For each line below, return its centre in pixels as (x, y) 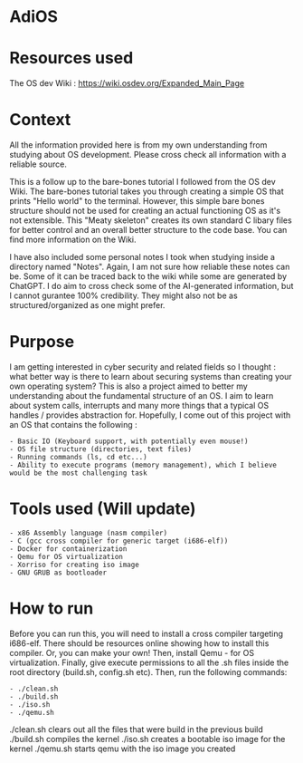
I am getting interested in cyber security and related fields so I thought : (142, 367)
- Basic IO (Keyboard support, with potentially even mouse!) (129, 441)
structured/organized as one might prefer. (87, 305)
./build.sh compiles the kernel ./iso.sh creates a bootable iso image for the (147, 739)
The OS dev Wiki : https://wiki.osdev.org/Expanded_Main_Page (127, 83)
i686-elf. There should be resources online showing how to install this (139, 643)
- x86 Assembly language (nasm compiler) (89, 533)
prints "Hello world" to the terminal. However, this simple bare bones (137, 201)
